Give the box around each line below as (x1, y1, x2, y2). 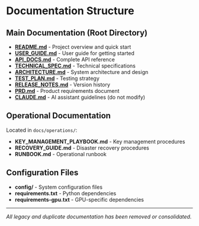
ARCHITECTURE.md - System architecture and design (14, 69, 149, 75)
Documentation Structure (6, 4, 134, 18)
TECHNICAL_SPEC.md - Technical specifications (14, 62, 136, 69)
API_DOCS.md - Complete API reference (14, 56, 115, 63)
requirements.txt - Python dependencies (14, 189, 117, 196)
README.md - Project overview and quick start (14, 43, 131, 50)
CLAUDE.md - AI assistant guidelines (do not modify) (14, 93, 146, 101)
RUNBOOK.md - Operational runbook (14, 150, 107, 157)
